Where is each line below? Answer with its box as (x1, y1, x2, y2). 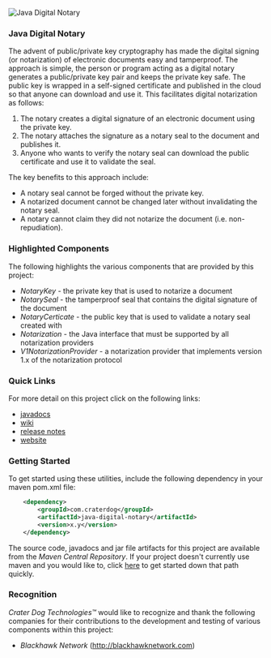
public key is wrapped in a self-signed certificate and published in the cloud (8, 81, 261, 91)
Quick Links (8, 375, 56, 386)
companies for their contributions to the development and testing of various (8, 616, 261, 626)
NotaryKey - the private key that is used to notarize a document (19, 286, 233, 295)
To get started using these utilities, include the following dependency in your (8, 474, 264, 484)
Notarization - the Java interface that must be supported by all (19, 329, 229, 338)
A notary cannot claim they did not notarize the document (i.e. (19, 214, 228, 224)
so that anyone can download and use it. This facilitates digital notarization (8, 89, 257, 99)
